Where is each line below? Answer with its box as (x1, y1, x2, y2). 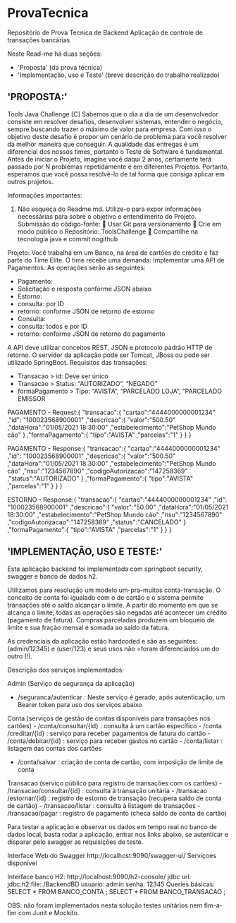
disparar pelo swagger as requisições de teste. (7, 838, 144, 846)
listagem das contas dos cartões (7, 744, 102, 752)
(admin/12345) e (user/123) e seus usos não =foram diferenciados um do (7, 644, 220, 653)
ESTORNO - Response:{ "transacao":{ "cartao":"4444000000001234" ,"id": (7, 495, 228, 504)
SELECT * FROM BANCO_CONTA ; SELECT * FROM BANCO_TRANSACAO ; (7, 887, 226, 895)
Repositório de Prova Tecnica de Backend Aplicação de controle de (7, 28, 203, 37)
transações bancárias (7, 35, 70, 44)
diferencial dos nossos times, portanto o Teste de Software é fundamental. (7, 147, 224, 156)
